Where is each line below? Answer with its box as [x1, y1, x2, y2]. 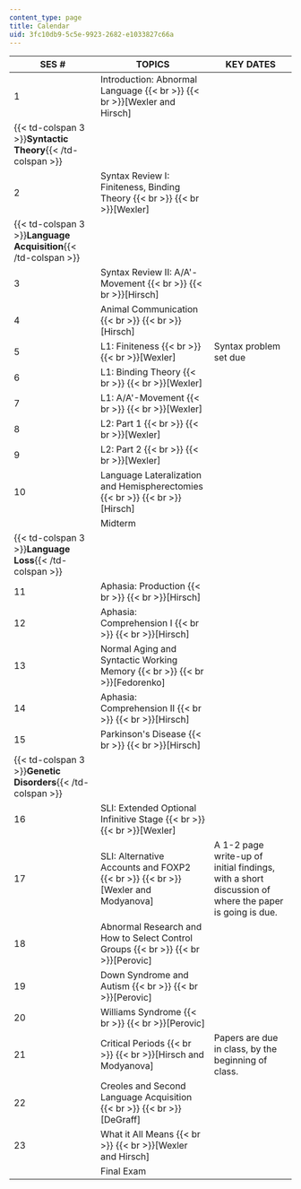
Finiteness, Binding [99, 181, 181, 194]
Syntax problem [213, 340, 280, 352]
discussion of [213, 884, 271, 897]
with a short [213, 872, 264, 885]
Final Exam [99, 1165, 146, 1177]
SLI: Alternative [99, 850, 165, 863]
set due [213, 351, 246, 364]
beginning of [213, 1054, 268, 1067]
